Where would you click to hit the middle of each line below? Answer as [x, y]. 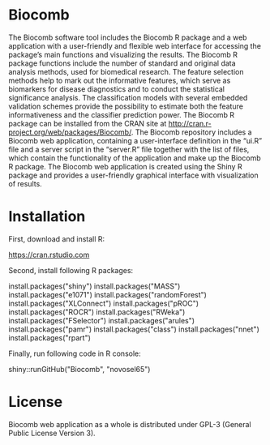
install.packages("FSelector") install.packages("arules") [102, 320]
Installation [47, 217]
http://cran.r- [190, 123]
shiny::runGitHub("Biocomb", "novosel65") [79, 369]
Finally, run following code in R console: [75, 353]
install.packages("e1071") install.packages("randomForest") [107, 294]
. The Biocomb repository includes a [192, 132]
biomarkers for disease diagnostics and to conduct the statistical [117, 89]
